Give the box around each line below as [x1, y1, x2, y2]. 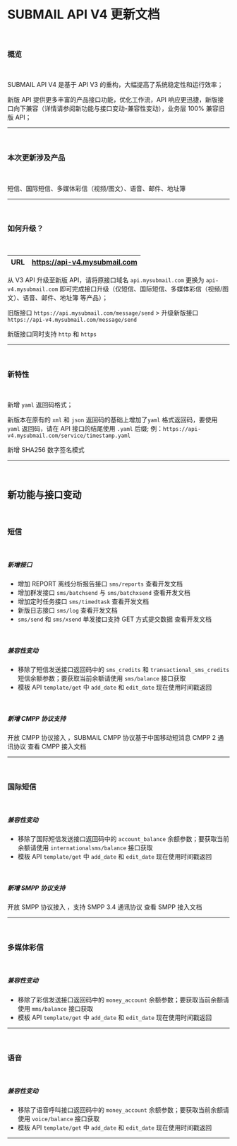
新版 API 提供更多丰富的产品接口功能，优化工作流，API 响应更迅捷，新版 [7, 95, 218, 104]
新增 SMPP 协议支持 [7, 884, 66, 892]
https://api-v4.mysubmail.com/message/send [7, 316, 138, 323]
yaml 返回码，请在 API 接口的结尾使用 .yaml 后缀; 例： [7, 424, 164, 433]
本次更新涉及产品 [7, 153, 66, 163]
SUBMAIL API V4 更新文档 [7, 6, 160, 23]
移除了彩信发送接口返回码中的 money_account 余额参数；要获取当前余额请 [17, 995, 229, 1004]
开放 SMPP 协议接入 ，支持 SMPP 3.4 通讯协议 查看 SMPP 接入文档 [7, 903, 202, 911]
